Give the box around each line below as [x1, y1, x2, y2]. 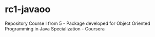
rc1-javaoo [5, 4, 51, 15]
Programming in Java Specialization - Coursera [5, 25, 105, 31]
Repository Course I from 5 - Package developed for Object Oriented [5, 20, 150, 26]
